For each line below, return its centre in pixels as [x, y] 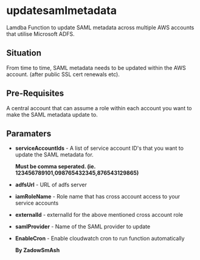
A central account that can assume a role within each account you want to [99, 108]
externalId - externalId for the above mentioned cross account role [99, 215]
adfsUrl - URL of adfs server [51, 185]
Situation [24, 53]
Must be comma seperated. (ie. [55, 167]
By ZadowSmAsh [37, 250]
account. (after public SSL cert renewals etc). [63, 74]
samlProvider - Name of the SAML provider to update [83, 227]
